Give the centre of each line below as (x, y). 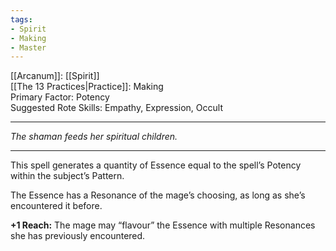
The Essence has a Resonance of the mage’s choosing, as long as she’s (158, 195)
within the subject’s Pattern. (67, 176)
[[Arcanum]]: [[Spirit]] (55, 76)
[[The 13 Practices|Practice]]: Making (87, 87)
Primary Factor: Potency (60, 97)
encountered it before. (56, 206)
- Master (28, 47)
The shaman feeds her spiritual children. (94, 137)
